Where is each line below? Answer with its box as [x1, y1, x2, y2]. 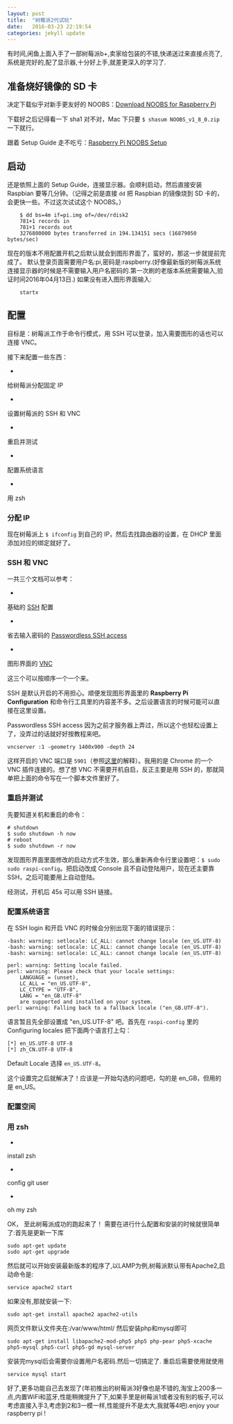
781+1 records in [19, 217, 70, 224]
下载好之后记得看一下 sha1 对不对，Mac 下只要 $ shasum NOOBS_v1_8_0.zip [7, 115, 220, 124]
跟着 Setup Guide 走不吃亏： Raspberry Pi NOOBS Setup [7, 138, 168, 147]
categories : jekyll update [7, 29, 85, 37]
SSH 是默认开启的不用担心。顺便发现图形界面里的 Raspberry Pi [7, 689, 189, 697]
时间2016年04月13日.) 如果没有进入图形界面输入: [12, 275, 153, 283]
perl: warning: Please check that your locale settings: [7, 968, 175, 975]
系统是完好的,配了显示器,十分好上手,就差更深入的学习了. [7, 58, 166, 67]
